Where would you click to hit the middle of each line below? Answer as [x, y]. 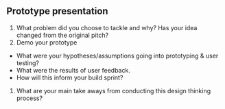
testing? [27, 63]
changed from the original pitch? [62, 35]
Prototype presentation [57, 11]
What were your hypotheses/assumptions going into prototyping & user [117, 56]
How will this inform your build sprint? [70, 77]
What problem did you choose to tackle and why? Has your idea [107, 27]
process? [29, 98]
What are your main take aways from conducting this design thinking [114, 90]
